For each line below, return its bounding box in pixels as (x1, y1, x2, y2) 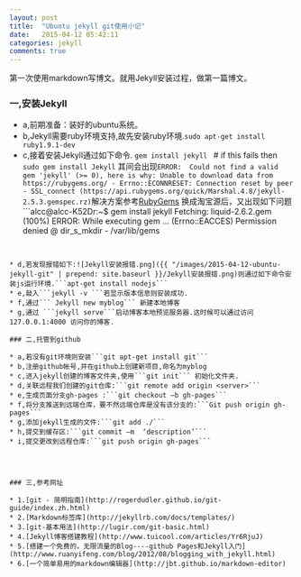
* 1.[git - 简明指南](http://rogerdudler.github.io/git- (9, 496, 223, 505)
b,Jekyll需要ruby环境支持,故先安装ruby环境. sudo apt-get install (22, 131, 266, 142)
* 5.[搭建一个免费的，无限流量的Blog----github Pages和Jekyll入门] (9, 542, 246, 551)
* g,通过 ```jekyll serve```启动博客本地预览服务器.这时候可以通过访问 (9, 308, 254, 317)
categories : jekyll (9, 38, 83, 48)
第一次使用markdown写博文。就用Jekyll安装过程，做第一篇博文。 (9, 73, 252, 84)
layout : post (9, 13, 59, 23)
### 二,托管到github (9, 335, 81, 344)
